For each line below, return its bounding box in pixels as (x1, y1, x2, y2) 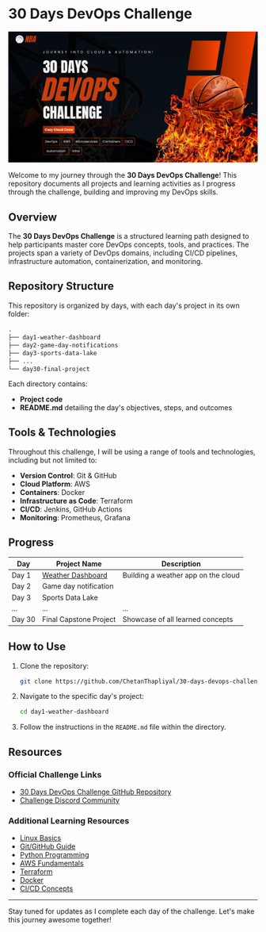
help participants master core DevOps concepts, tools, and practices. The (8, 240, 249, 250)
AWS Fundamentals (19, 858, 85, 869)
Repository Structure (8, 279, 115, 293)
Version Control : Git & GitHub (19, 470, 117, 480)
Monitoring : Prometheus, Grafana (19, 512, 131, 522)
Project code (19, 394, 63, 404)
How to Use (8, 640, 66, 654)
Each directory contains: (8, 378, 89, 389)
